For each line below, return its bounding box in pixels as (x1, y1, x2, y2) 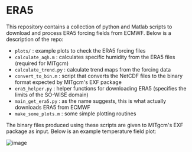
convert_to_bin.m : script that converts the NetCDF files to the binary (14, 72, 183, 79)
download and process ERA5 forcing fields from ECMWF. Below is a (6, 29, 171, 36)
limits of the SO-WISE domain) (14, 91, 89, 98)
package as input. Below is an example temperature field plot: (6, 128, 157, 135)
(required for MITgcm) (14, 60, 69, 67)
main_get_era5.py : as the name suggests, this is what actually (14, 97, 167, 104)
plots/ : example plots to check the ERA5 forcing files (14, 47, 146, 54)
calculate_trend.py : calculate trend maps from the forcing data (14, 66, 171, 73)
